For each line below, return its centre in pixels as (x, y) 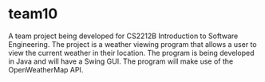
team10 (33, 14)
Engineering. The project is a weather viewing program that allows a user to (132, 44)
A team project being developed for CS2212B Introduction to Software (123, 36)
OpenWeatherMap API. (46, 69)
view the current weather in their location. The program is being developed (131, 53)
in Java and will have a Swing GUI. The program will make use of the (121, 61)
